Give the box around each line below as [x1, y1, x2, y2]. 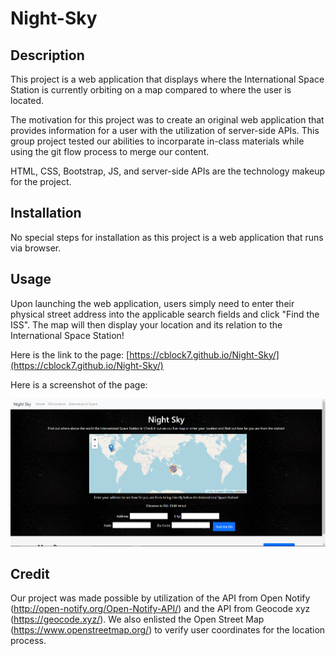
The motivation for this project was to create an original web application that [10, 114, 325, 126]
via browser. [10, 242, 62, 254]
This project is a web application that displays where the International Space [10, 73, 325, 85]
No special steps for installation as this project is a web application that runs [10, 231, 324, 243]
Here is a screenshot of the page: [10, 378, 148, 391]
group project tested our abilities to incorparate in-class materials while [10, 135, 305, 147]
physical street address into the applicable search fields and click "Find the [10, 308, 320, 320]
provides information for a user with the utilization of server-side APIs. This [10, 125, 320, 136]
